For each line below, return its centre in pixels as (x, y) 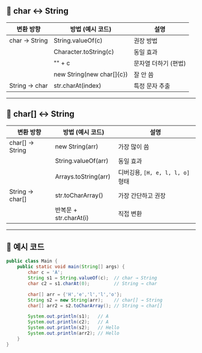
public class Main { (32, 261)
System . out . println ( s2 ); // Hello (74, 328)
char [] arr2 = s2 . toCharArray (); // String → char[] (95, 305)
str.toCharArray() (79, 195)
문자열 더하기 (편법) (160, 63)
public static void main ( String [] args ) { (71, 267)
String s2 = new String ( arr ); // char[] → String (95, 300)
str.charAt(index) (78, 85)
